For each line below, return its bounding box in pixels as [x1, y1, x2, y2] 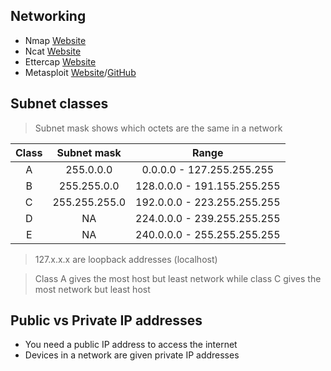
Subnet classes [10, 95, 109, 113]
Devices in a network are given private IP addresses [24, 349, 240, 361]
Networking [10, 8, 87, 25]
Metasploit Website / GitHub [24, 66, 137, 78]
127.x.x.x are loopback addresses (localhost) [34, 253, 218, 265]
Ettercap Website [24, 55, 97, 68]
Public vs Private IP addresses [10, 312, 203, 329]
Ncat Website [24, 45, 82, 57]
